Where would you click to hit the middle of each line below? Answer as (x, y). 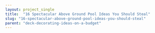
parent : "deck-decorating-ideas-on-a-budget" (53, 23)
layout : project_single (30, 9)
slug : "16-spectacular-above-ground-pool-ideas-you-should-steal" (76, 18)
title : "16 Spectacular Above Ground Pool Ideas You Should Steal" (78, 14)
